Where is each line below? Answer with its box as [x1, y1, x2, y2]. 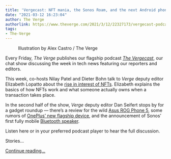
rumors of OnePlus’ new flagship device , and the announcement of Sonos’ [5, 113, 162, 119]
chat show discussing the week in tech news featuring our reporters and [5, 61, 157, 66]
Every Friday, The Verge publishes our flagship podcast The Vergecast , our [5, 55, 163, 61]
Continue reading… [5, 148, 46, 153]
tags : [5, 26, 17, 32]
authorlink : [5, 21, 31, 27]
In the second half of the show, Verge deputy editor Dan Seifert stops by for [5, 102, 164, 108]
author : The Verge [5, 17, 44, 22]
